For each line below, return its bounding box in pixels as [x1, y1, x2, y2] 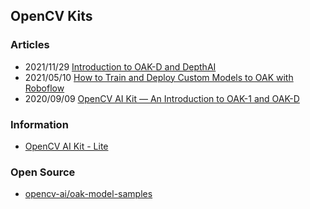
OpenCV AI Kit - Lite [24, 140, 109, 152]
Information [10, 117, 69, 131]
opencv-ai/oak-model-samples [24, 188, 153, 200]
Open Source [10, 165, 76, 179]
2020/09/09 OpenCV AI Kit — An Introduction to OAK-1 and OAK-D [24, 92, 300, 104]
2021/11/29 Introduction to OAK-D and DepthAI [24, 60, 217, 73]
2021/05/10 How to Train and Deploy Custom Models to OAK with [24, 71, 294, 83]
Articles [10, 38, 50, 52]
